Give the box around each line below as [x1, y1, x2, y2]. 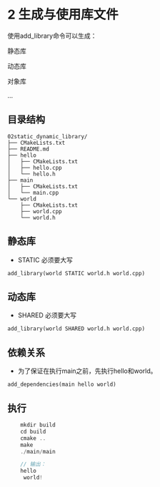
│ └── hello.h [7, 170, 56, 178]
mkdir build [20, 421, 56, 429]
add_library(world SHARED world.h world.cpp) [7, 325, 145, 332]
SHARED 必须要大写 [17, 311, 77, 319]
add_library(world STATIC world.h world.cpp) [7, 270, 145, 277]
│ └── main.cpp [7, 189, 59, 196]
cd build [20, 428, 46, 435]
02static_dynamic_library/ [7, 133, 88, 140]
